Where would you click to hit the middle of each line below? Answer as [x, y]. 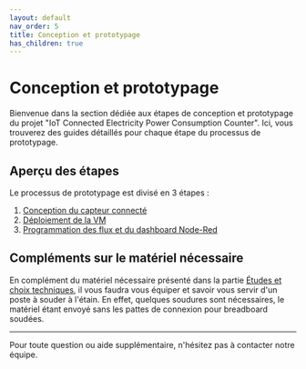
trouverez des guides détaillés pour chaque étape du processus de [135, 133]
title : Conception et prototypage [75, 35]
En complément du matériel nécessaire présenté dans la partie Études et [146, 280]
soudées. [27, 318]
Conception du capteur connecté [85, 210]
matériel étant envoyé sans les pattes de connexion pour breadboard [139, 309]
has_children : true [46, 43]
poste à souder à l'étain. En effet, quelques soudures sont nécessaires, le [147, 299]
